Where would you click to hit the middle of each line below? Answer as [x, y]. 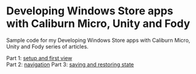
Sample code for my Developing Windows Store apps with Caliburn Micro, [98, 40]
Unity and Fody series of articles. [47, 47]
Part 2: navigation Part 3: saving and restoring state [70, 64]
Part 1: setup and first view [39, 58]
